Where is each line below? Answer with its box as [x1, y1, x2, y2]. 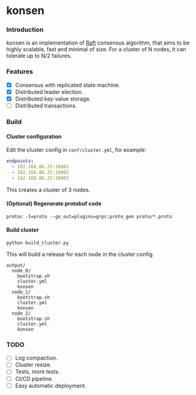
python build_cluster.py [6, 240, 69, 246]
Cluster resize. [15, 361, 52, 369]
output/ [6, 263, 26, 269]
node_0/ [12, 268, 32, 274]
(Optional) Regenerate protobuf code [6, 200, 102, 207]
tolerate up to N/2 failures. [6, 52, 72, 60]
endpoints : [6, 158, 34, 165]
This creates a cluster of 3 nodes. [6, 186, 90, 193]
